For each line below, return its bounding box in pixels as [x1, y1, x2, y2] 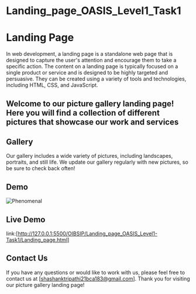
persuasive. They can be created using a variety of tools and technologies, [6, 75, 187, 83]
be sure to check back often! [6, 165, 75, 172]
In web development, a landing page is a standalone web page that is [6, 50, 173, 58]
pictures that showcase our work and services [6, 117, 179, 127]
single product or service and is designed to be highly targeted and [6, 69, 169, 76]
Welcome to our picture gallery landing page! [6, 99, 174, 109]
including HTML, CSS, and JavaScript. [6, 82, 98, 89]
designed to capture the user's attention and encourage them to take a [6, 57, 177, 64]
